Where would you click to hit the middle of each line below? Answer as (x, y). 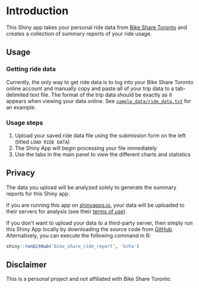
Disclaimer (26, 265)
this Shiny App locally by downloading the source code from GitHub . (90, 229)
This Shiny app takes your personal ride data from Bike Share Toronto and (97, 27)
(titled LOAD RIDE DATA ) (42, 142)
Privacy (21, 173)
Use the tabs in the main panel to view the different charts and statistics (103, 154)
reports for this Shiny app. (38, 193)
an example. (21, 107)
